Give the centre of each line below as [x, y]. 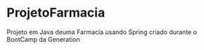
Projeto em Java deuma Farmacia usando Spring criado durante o [102, 32]
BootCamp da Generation [43, 39]
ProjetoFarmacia [56, 13]
